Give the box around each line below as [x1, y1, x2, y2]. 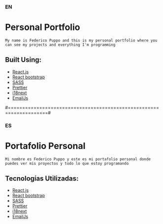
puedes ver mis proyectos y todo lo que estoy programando [5, 161, 129, 166]
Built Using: [5, 56, 42, 64]
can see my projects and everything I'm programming [5, 42, 116, 47]
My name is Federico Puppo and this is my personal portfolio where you [5, 38, 158, 43]
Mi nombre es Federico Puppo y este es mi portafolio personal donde [5, 156, 151, 161]
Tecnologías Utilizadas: [5, 174, 79, 183]
